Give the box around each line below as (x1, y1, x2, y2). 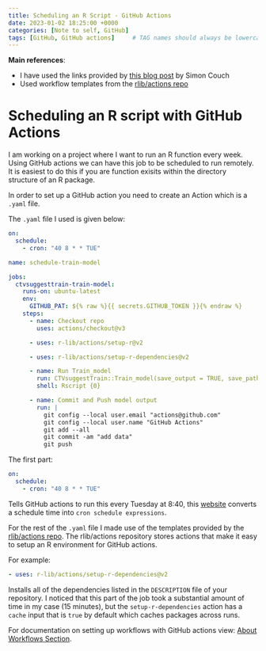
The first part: (8, 455, 53, 464)
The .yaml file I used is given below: (8, 215, 125, 224)
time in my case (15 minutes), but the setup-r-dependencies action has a (8, 601, 243, 611)
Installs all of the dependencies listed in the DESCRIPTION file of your (8, 584, 228, 594)
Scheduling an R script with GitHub (8, 107, 243, 125)
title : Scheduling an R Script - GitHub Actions (8, 11, 172, 20)
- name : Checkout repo (28, 317, 104, 325)
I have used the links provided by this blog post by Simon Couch (19, 70, 230, 80)
